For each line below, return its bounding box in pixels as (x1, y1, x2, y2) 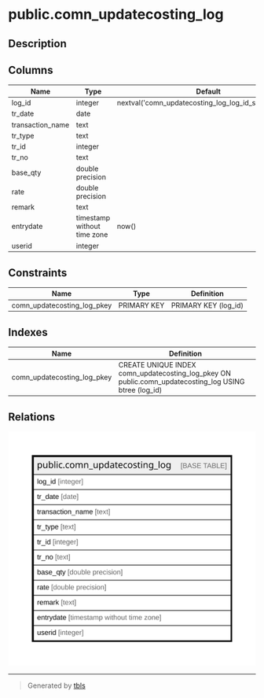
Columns (8, 63, 53, 76)
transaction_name (11, 120, 70, 129)
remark (11, 202, 35, 212)
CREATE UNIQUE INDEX (118, 360, 196, 369)
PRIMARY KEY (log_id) (170, 301, 244, 310)
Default (196, 87, 222, 96)
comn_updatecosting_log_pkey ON (118, 368, 232, 378)
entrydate (11, 222, 43, 231)
